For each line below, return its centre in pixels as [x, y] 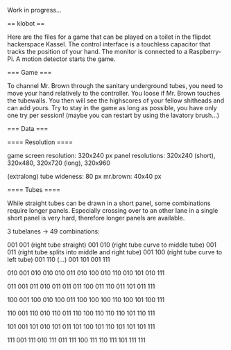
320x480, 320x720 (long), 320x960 [59, 163]
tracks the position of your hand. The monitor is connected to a [97, 52]
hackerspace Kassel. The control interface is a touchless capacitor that [109, 44]
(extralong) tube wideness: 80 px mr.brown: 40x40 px [84, 176]
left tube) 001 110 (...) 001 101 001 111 [59, 260]
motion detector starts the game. [69, 59]
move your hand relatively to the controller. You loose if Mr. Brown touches [114, 93]
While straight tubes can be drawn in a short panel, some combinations [109, 203]
